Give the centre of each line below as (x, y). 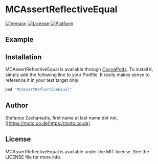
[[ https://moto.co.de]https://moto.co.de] (48, 123)
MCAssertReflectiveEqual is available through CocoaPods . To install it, (79, 69)
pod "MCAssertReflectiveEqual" (39, 90)
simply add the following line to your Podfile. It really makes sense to (77, 75)
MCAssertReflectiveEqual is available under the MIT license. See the (77, 151)
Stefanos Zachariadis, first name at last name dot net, (62, 118)
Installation (24, 57)
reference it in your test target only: (43, 80)
